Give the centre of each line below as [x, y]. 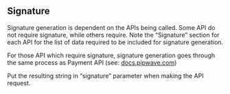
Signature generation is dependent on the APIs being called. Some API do [111, 27]
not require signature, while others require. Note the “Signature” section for [113, 35]
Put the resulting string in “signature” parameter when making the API [105, 76]
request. [19, 83]
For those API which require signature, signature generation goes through [111, 55]
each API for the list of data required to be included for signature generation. [115, 42]
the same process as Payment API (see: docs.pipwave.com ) [92, 62]
